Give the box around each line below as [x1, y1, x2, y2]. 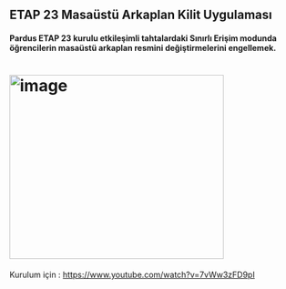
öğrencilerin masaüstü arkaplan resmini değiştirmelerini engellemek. [9, 42, 277, 53]
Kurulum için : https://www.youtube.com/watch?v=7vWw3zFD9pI [9, 269, 255, 280]
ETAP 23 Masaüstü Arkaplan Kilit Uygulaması [9, 7, 272, 23]
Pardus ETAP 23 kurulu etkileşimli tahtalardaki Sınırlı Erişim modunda [9, 32, 278, 44]
